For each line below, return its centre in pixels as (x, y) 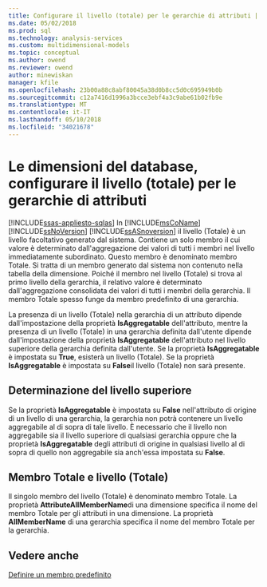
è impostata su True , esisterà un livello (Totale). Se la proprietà (112, 357)
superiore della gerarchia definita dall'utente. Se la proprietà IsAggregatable (134, 348)
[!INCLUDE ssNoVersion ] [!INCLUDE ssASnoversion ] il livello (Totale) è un (127, 231)
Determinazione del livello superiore (100, 391)
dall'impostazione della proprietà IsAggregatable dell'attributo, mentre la (128, 323)
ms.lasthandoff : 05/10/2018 (55, 120)
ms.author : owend (37, 61)
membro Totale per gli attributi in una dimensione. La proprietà (111, 514)
